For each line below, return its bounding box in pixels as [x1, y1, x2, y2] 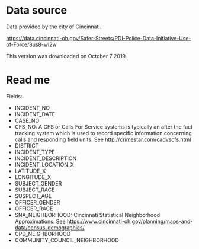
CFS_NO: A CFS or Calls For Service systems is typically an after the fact [14, 123, 193, 130]
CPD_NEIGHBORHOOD [14, 230, 71, 237]
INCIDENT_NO [14, 104, 50, 111]
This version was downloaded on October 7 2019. [6, 52, 127, 59]
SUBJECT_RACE [14, 186, 55, 193]
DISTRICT [14, 142, 39, 149]
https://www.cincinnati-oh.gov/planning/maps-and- [67, 218, 193, 225]
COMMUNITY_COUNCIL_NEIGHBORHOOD [14, 237, 120, 244]
